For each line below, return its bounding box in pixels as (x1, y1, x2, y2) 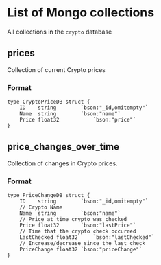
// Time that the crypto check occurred (19, 228, 136, 235)
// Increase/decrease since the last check (19, 240, 146, 247)
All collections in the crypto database (7, 27, 112, 36)
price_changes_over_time (7, 141, 120, 152)
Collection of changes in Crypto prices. (7, 159, 118, 168)
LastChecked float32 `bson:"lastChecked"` (19, 234, 155, 241)
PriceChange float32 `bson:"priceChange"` (19, 246, 143, 253)
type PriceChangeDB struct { (7, 192, 90, 199)
